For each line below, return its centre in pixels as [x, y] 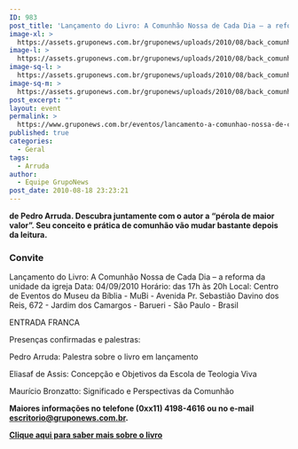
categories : [31, 141]
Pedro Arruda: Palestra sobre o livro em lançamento [104, 357]
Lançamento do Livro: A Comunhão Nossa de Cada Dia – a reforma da [137, 277]
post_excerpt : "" [41, 100]
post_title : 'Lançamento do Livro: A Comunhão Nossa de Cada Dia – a [141, 26]
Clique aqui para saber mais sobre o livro [86, 435]
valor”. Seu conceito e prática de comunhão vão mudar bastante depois [144, 225]
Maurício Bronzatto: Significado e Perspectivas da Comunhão [122, 391]
